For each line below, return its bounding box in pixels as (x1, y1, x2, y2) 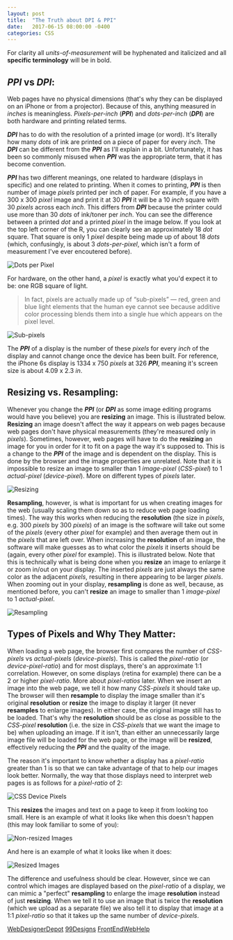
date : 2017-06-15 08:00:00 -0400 (7, 23, 111, 30)
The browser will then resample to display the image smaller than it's (7, 691, 205, 699)
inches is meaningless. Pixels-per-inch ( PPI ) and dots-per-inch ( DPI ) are (7, 109, 215, 118)
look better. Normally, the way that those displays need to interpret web (7, 771, 212, 779)
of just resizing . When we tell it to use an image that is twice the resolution (7, 896, 223, 905)
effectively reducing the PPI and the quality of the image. (7, 742, 170, 751)
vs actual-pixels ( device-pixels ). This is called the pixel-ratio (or (25, 654, 209, 662)
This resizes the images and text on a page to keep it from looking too (7, 805, 209, 814)
